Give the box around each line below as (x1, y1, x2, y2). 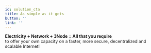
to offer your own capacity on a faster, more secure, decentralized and (5, 39, 147, 44)
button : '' (5, 16, 27, 21)
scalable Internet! (5, 43, 40, 49)
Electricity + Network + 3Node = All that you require (5, 33, 112, 39)
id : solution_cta (5, 7, 40, 12)
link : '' (5, 20, 23, 25)
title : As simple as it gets (5, 11, 64, 16)
